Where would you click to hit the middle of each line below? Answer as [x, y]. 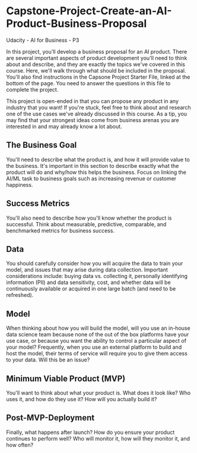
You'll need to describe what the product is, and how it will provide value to [98, 160]
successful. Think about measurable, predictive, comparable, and [86, 224]
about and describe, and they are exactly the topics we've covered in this [96, 64]
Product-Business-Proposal [77, 24]
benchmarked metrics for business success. [60, 230]
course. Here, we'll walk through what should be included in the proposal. [96, 70]
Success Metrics [38, 204]
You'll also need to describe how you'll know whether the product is [89, 218]
